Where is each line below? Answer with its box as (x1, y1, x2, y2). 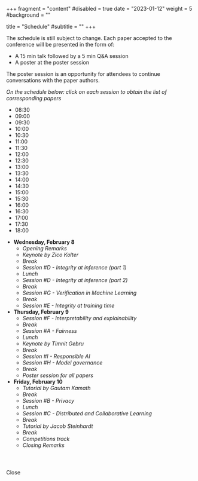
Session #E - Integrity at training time (22, 302, 115, 309)
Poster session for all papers (22, 372, 94, 379)
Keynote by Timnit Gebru (22, 340, 84, 347)
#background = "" (6, 11, 51, 19)
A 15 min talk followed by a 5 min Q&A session (14, 53, 129, 59)
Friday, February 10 (14, 378, 63, 385)
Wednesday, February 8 (14, 238, 75, 246)
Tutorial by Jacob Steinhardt (22, 422, 93, 430)
